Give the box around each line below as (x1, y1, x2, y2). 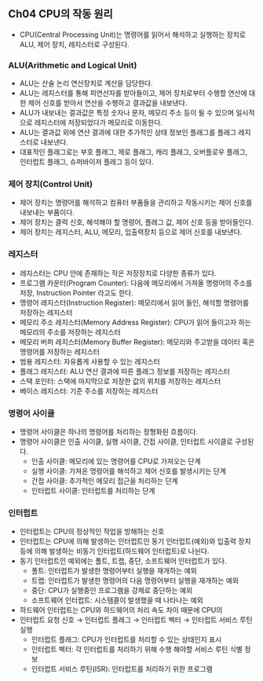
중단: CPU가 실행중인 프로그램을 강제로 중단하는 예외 (31, 586, 193, 595)
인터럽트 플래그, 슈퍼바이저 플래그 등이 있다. (19, 157, 155, 167)
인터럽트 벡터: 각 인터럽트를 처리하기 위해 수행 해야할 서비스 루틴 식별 (31, 645, 243, 654)
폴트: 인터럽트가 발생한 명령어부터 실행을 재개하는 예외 (31, 566, 198, 576)
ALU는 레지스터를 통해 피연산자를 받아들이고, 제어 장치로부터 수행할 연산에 (19, 89, 247, 98)
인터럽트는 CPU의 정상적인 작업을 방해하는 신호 (19, 527, 165, 536)
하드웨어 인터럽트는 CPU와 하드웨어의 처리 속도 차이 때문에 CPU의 (19, 606, 223, 615)
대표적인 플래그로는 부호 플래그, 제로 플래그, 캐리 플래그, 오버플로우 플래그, (19, 148, 248, 157)
